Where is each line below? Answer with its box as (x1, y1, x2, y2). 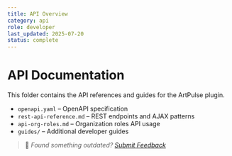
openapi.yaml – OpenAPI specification (17, 104, 128, 113)
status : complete (7, 37, 59, 44)
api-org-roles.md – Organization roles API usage (17, 120, 161, 128)
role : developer (7, 23, 55, 30)
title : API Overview (7, 10, 69, 18)
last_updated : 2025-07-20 (7, 30, 84, 38)
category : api (7, 17, 50, 24)
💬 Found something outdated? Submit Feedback (24, 141, 167, 150)
